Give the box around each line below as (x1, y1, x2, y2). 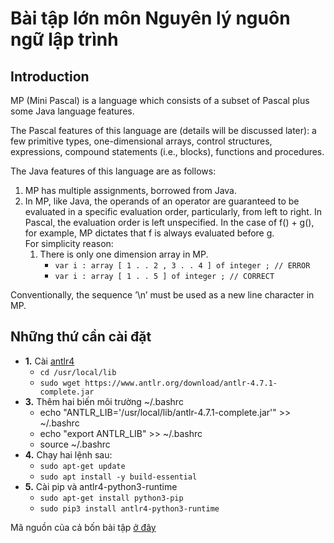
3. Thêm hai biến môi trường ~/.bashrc (24, 395, 184, 407)
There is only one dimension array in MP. (39, 248, 209, 260)
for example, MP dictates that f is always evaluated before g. (24, 227, 275, 239)
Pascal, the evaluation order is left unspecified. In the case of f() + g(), (24, 217, 315, 228)
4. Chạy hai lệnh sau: (24, 448, 113, 461)
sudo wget (39, 378, 82, 388)
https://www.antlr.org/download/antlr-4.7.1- (84, 378, 278, 388)
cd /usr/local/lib (39, 367, 117, 377)
